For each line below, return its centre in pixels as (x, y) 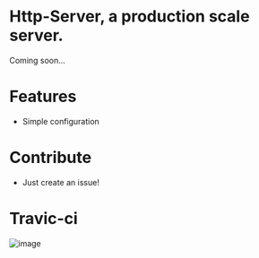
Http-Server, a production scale (129, 17)
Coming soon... (37, 60)
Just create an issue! (61, 182)
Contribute (51, 158)
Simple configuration (61, 121)
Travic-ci (43, 219)
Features (43, 97)
